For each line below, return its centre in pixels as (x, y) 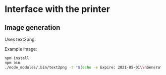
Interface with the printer (57, 9)
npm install (17, 58)
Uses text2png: (20, 39)
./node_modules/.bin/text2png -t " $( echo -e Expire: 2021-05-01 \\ (75, 67)
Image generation (32, 28)
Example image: (21, 49)
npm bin (13, 63)
